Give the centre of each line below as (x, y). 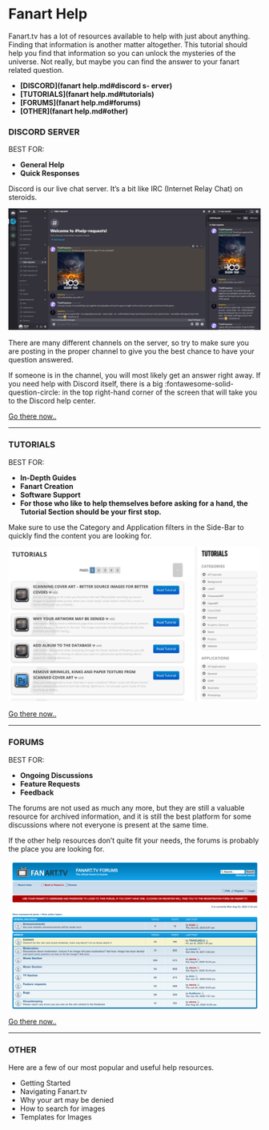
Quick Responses (50, 174)
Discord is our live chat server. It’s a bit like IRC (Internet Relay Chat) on (126, 189)
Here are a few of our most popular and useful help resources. (111, 1067)
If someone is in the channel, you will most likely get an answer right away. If (134, 375)
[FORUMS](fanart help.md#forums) (80, 102)
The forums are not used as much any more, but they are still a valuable (126, 807)
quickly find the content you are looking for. (80, 535)
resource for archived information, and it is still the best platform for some (130, 816)
